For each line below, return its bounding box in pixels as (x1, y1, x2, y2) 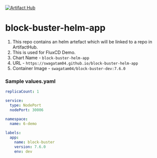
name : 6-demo (10, 121, 37, 126)
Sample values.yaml (5, 77, 56, 84)
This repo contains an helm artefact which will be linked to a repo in (12, 38, 152, 44)
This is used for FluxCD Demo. (12, 49, 76, 55)
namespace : (5, 116, 28, 121)
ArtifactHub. (12, 44, 38, 50)
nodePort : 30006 (10, 107, 44, 112)
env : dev (14, 149, 33, 154)
